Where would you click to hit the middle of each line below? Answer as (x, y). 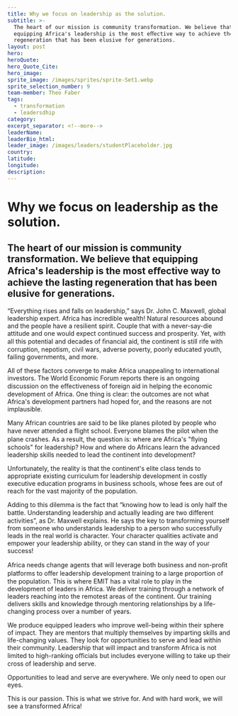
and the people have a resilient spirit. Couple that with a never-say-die (110, 326)
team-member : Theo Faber (44, 93)
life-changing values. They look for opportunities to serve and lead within (114, 640)
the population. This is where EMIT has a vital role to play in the (100, 581)
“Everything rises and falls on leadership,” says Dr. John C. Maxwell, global (117, 311)
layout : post (27, 47)
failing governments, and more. (53, 357)
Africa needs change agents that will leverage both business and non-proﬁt (118, 564)
